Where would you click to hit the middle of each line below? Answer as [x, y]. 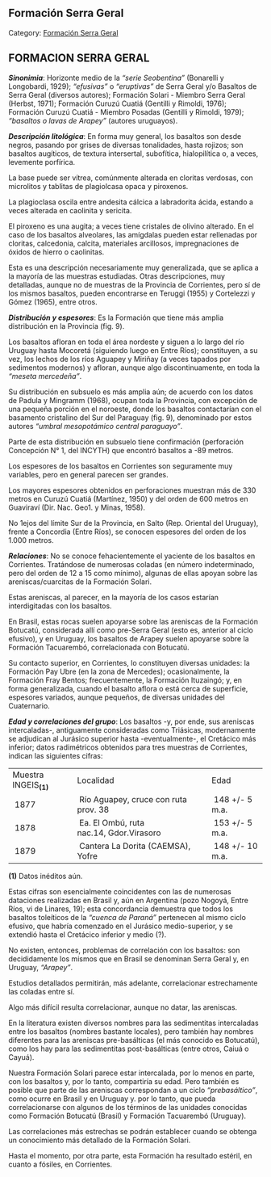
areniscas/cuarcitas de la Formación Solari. [80, 582]
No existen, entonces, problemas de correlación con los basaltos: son [124, 950]
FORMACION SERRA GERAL [79, 59]
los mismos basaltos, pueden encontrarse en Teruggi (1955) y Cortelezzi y [132, 293]
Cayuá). [21, 1057]
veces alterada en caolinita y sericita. [70, 210]
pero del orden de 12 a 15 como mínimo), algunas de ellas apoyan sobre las [133, 573]
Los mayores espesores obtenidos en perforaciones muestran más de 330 [132, 490]
